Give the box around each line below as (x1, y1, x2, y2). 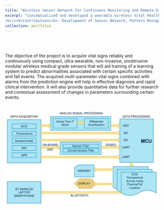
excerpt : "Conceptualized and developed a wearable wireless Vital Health (5, 13, 161, 18)
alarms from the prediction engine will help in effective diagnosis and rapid (5, 79, 155, 85)
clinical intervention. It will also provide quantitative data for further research (5, 84, 159, 90)
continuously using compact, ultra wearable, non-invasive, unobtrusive (5, 58, 148, 64)
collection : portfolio (5, 23, 51, 28)
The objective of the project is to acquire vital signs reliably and (5, 53, 133, 59)
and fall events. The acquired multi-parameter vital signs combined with (5, 74, 150, 80)
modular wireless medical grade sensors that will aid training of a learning (5, 63, 154, 69)
